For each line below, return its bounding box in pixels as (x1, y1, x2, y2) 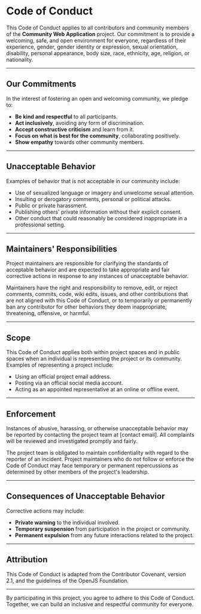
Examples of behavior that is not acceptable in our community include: (6, 177, 181, 184)
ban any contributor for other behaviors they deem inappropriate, (6, 303, 167, 310)
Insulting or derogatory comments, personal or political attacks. (14, 195, 172, 202)
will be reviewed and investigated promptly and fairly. (6, 438, 138, 445)
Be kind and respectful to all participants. (14, 113, 118, 120)
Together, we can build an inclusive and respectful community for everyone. (6, 600, 194, 607)
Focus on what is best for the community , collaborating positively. (14, 132, 181, 139)
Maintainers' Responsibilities (6, 244, 118, 254)
